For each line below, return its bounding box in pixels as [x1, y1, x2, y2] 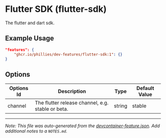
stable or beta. [35, 105, 68, 112]
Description [58, 88, 86, 95]
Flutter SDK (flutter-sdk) [5, 3, 107, 15]
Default [136, 85, 155, 92]
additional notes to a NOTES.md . [5, 128, 68, 134]
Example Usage [5, 34, 54, 43]
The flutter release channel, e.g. [35, 99, 109, 106]
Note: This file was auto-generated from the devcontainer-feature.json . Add [5, 123, 160, 129]
